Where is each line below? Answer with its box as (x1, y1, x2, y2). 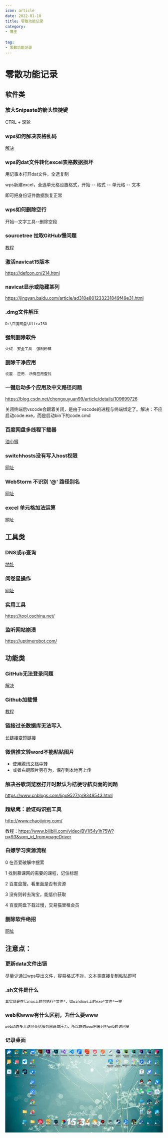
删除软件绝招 (5, 916, 36, 923)
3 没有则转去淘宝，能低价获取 (5, 891, 66, 897)
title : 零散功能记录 (5, 19, 43, 24)
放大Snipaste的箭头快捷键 (5, 107, 68, 114)
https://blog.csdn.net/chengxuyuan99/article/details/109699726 (5, 396, 138, 402)
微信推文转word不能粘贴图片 (5, 748, 74, 755)
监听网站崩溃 (5, 626, 36, 633)
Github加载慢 (5, 696, 37, 703)
